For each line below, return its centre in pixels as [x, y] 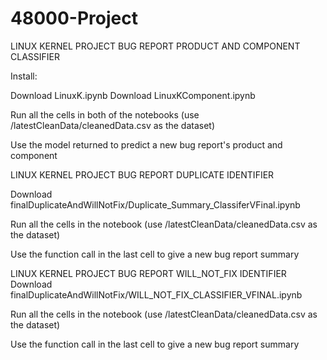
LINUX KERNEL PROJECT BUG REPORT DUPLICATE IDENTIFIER [142, 174]
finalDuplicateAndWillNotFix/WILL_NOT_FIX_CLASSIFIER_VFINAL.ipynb [156, 294]
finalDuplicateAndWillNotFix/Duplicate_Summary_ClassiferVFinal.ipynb [155, 204]
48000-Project [74, 18]
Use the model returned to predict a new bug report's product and [146, 144]
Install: [24, 76]
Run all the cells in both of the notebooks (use [105, 114]
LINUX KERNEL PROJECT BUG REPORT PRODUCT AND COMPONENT [155, 46]
